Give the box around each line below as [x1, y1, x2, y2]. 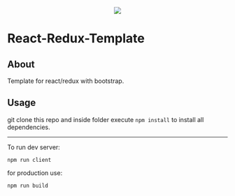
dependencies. [7, 123, 50, 131]
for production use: [7, 168, 63, 177]
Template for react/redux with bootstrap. [7, 77, 124, 85]
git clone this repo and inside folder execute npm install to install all [7, 115, 204, 123]
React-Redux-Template [7, 31, 145, 47]
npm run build [7, 182, 49, 189]
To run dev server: [7, 143, 61, 151]
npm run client [7, 156, 52, 163]
